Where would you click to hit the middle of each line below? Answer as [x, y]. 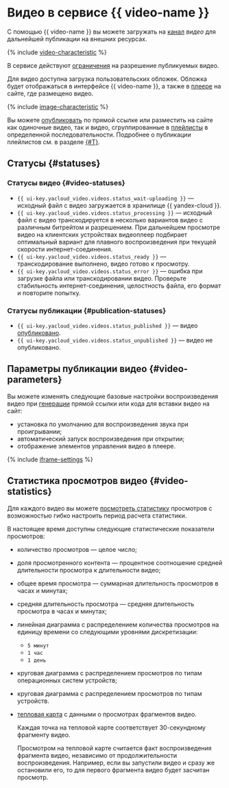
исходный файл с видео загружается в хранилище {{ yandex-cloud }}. [119, 205]
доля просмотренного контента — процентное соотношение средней [120, 563]
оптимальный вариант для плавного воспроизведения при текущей [117, 242]
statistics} [30, 492]
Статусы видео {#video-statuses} [66, 183]
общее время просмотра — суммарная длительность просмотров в [118, 583]
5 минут [38, 646]
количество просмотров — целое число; [77, 549]
